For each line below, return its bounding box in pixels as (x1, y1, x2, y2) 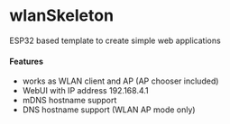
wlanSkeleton (9, 5, 115, 26)
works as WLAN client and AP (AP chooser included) (22, 75, 219, 86)
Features (9, 56, 43, 66)
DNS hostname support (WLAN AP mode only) (22, 104, 196, 115)
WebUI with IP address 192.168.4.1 (22, 85, 149, 96)
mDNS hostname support (22, 95, 117, 106)
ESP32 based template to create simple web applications (9, 35, 221, 46)
